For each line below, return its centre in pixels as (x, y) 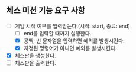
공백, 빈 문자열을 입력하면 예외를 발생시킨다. (74, 41)
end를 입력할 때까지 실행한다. (57, 33)
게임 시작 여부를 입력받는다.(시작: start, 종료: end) (72, 26)
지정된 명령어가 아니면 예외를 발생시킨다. (70, 48)
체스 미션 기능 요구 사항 (46, 11)
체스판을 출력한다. (35, 63)
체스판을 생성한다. (35, 55)
